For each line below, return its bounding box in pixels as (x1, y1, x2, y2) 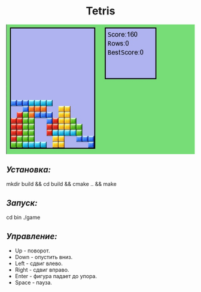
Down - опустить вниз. (14, 254, 73, 261)
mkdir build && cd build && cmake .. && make (6, 180, 117, 188)
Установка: (6, 165, 51, 175)
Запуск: (6, 198, 38, 208)
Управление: (6, 231, 58, 241)
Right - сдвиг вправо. (14, 266, 69, 273)
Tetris (86, 4, 115, 18)
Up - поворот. (14, 247, 50, 254)
